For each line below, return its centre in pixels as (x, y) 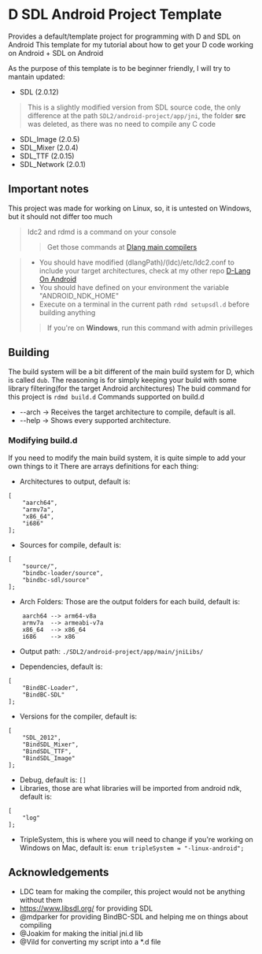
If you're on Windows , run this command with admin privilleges (150, 328)
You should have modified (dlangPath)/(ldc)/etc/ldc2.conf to (137, 262)
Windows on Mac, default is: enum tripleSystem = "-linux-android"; (132, 848)
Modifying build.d (43, 440)
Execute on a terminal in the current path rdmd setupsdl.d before (144, 304)
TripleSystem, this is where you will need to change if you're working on (136, 839)
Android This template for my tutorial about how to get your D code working (131, 44)
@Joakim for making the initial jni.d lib (81, 933)
